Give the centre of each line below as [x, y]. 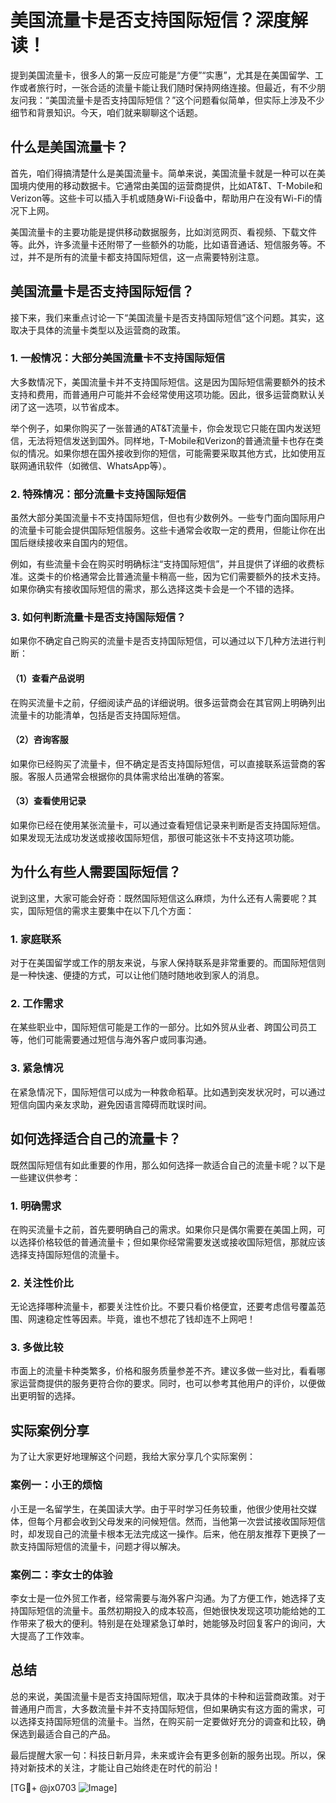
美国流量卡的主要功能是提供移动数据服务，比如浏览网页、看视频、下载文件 [163, 232]
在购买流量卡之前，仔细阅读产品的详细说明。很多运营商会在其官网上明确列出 [168, 702]
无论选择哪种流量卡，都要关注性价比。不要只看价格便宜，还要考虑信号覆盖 [163, 1307]
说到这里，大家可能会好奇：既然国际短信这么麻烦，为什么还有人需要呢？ [159, 898]
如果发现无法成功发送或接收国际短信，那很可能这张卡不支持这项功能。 [155, 838]
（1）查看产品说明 [47, 678]
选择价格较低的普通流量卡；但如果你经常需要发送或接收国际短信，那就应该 [172, 1242]
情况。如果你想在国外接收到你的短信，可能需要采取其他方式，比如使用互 [176, 453]
